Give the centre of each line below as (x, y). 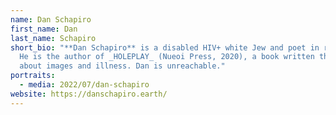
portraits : (33, 76)
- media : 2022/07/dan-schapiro (84, 85)
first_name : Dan (44, 29)
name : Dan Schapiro (51, 19)
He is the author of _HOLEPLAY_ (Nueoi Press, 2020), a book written (167, 57)
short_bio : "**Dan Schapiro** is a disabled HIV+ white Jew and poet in (165, 47)
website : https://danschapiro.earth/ (89, 94)
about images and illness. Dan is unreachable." (122, 66)
